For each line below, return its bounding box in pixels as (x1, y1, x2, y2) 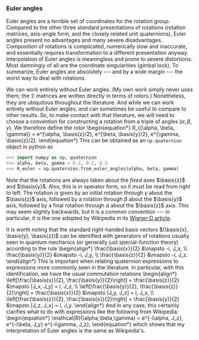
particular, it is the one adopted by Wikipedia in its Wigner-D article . (6, 214, 172, 221)
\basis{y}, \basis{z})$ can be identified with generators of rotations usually (6, 232, 189, 239)
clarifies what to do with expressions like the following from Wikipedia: (6, 308, 179, 315)
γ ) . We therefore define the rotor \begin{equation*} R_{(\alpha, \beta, (6, 124, 175, 131)
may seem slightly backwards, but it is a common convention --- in (6, 208, 170, 215)
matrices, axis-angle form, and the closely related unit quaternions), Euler (6, 30, 187, 37)
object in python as (6, 143, 53, 150)
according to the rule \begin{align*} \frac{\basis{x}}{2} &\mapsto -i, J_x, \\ (6, 245, 187, 252)
